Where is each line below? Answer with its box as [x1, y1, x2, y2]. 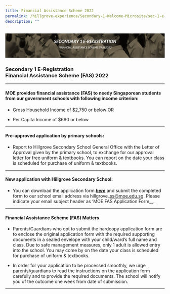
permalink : [5, 13, 28, 19]
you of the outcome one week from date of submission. [12, 278, 129, 285]
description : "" [5, 19, 39, 24]
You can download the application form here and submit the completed [12, 187, 161, 194]
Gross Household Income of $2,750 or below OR [12, 107, 114, 113]
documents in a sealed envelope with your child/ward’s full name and [12, 236, 157, 242]
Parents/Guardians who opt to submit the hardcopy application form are [12, 226, 163, 232]
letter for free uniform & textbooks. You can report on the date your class [12, 155, 165, 161]
